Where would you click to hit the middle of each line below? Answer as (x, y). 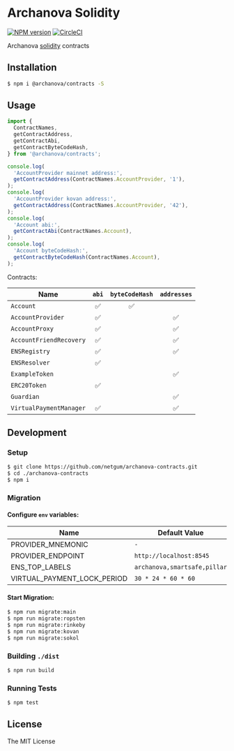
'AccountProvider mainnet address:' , (68, 173)
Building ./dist (33, 655)
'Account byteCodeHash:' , (51, 251)
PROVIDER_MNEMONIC (49, 545)
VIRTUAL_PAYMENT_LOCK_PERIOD (69, 579)
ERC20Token (29, 385)
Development (37, 433)
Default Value (181, 533)
